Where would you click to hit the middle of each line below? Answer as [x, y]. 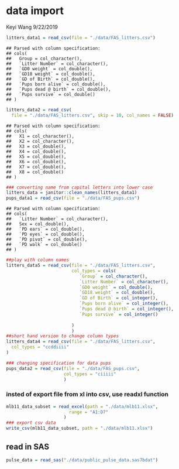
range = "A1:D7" [89, 412]
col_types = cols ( [94, 271]
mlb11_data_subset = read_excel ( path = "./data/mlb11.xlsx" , [82, 406]
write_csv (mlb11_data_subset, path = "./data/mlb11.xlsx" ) [80, 429]
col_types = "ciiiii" [90, 374]
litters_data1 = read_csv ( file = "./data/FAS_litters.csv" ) [81, 37]
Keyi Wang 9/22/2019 [32, 27]
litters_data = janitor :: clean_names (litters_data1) [72, 193]
